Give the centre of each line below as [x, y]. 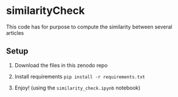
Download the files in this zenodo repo [61, 65]
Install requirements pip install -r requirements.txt [80, 76]
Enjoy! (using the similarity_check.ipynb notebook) [77, 88]
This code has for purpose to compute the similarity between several [89, 27]
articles [15, 33]
